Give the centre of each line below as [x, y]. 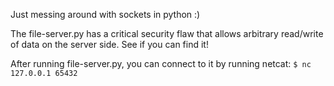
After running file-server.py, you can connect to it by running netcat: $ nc [161, 63]
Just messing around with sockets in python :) [105, 14]
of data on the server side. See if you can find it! [109, 44]
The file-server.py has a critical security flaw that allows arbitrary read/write [167, 33]
